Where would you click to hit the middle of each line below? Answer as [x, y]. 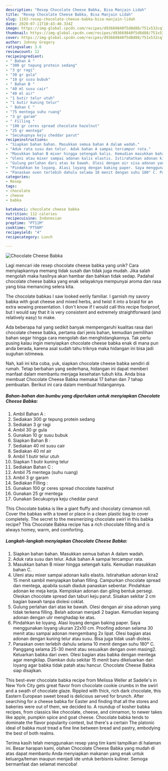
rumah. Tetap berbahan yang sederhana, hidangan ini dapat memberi [77, 369]
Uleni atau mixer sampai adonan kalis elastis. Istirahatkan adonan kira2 [85, 575]
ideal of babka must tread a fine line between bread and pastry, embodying [83, 728]
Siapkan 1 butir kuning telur [41, 461]
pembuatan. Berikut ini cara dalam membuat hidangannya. [66, 385]
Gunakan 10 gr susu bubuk [40, 435]
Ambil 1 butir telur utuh [36, 456]
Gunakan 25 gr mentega [38, 493]
